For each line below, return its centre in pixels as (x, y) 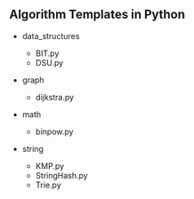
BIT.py (47, 53)
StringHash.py (61, 175)
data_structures (51, 36)
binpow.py (54, 131)
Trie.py (48, 185)
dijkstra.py (54, 97)
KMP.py (50, 166)
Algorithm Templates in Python (97, 15)
